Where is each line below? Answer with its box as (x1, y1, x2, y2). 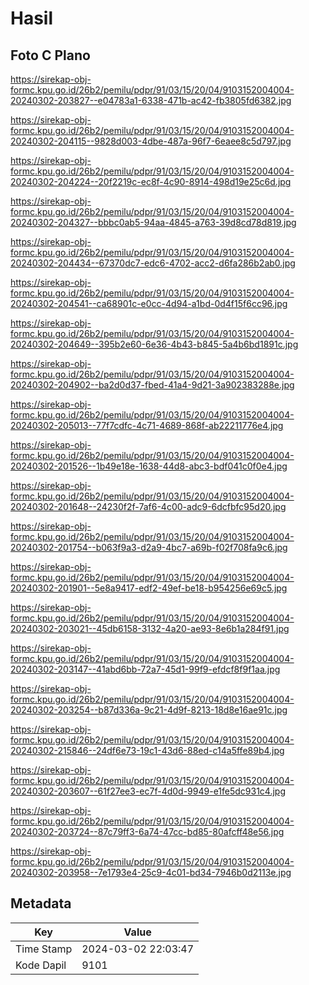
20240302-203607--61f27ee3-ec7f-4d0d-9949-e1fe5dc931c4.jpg (10, 785, 286, 797)
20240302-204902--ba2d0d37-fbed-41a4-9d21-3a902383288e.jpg (10, 379, 295, 391)
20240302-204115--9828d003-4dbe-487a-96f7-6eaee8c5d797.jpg (10, 135, 292, 147)
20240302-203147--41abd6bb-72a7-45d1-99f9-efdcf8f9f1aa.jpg (10, 663, 281, 675)
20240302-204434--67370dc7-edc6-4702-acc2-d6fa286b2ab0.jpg (10, 257, 296, 269)
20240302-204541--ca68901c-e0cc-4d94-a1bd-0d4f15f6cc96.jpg (10, 298, 288, 309)
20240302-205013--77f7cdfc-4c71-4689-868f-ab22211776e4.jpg (10, 420, 284, 431)
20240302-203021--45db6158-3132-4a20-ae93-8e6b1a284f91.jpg (10, 623, 290, 634)
